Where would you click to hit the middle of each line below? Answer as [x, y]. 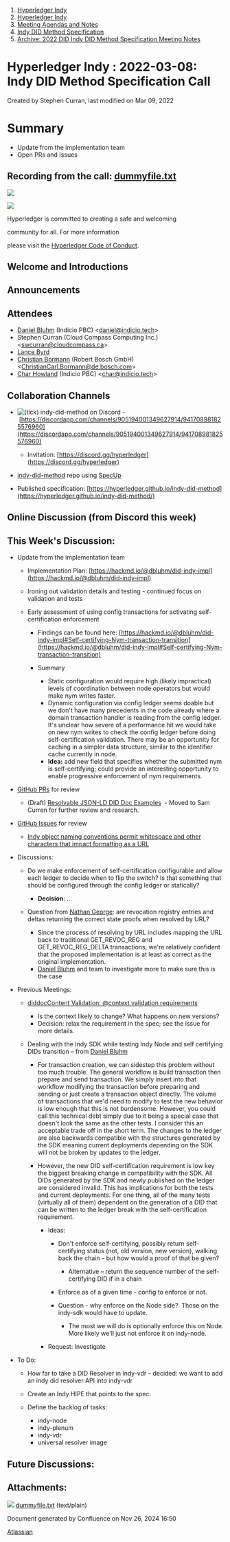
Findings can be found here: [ [79, 632]
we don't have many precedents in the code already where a [134, 710]
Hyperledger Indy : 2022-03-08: [102, 67]
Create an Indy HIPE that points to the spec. [89, 1394]
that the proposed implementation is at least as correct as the [124, 954]
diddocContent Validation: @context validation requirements [112, 1003]
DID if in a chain [119, 1279]
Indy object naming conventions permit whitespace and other [114, 837]
